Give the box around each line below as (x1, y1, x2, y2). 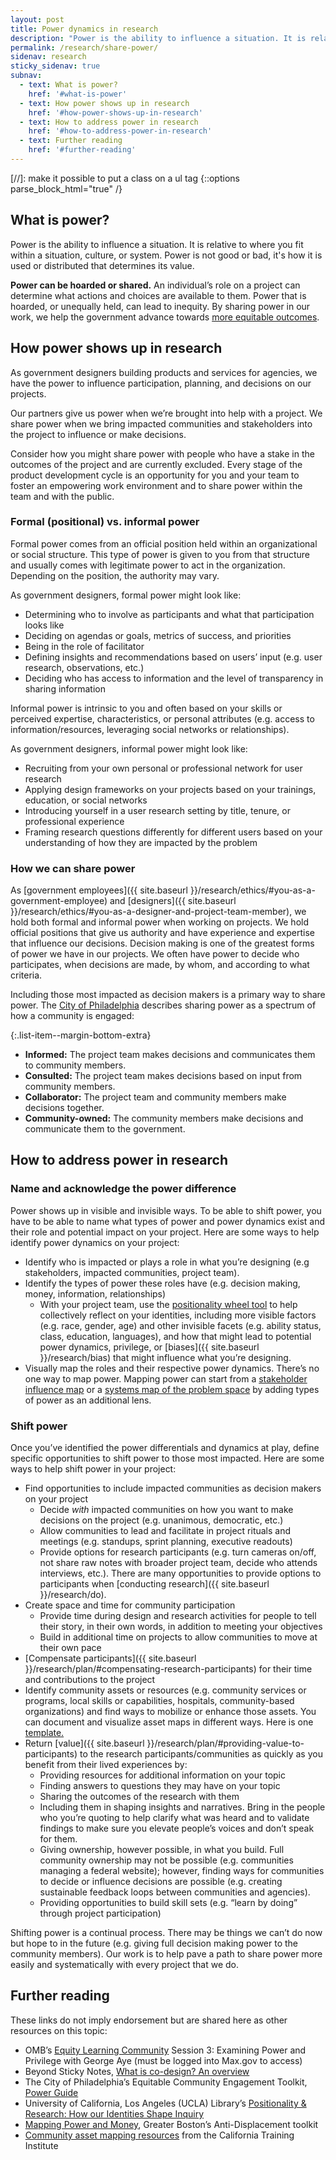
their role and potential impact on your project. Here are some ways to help (10, 1226, 320, 1238)
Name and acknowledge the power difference (10, 1182, 237, 1196)
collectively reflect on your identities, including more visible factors (39, 1309, 317, 1321)
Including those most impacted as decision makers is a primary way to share (10, 989, 326, 1001)
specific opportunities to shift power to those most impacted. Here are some (10, 1452, 325, 1465)
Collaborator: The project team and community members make (24, 1091, 287, 1103)
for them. (39, 1833, 78, 1845)
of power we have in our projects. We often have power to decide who (10, 948, 300, 960)
